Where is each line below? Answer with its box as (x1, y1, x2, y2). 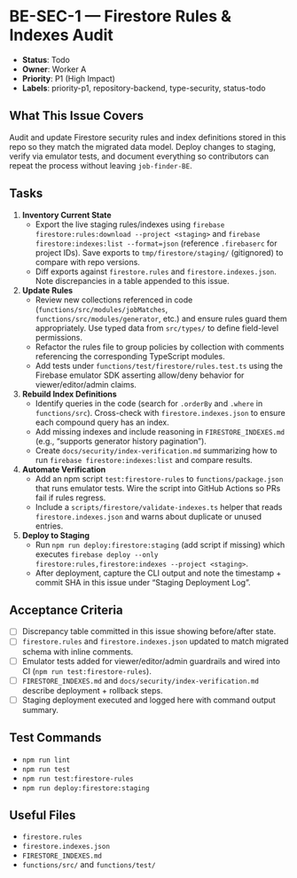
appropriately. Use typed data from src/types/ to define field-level (35, 322, 279, 333)
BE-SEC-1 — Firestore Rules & (9, 6, 232, 27)
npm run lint (21, 756, 71, 764)
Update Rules (21, 285, 74, 295)
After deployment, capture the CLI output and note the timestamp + (35, 568, 282, 578)
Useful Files (9, 807, 76, 822)
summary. (21, 704, 59, 715)
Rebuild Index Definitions (21, 388, 117, 399)
